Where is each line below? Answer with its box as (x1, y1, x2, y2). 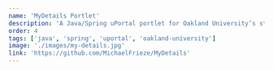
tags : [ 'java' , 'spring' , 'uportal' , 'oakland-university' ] (8, 34, 217, 43)
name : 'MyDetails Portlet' (8, 11, 100, 20)
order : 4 (8, 27, 38, 35)
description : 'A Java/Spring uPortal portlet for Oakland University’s (8, 19, 256, 27)
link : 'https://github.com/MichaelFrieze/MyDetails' (8, 49, 191, 57)
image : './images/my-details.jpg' (8, 42, 126, 50)
